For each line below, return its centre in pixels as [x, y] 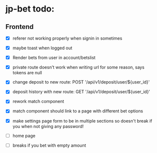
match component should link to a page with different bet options [78, 111]
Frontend [20, 27]
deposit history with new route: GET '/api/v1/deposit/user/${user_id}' [81, 92]
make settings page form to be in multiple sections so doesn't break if [82, 121]
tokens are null [27, 73]
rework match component [38, 101]
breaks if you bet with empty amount [49, 145]
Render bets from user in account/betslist [54, 58]
